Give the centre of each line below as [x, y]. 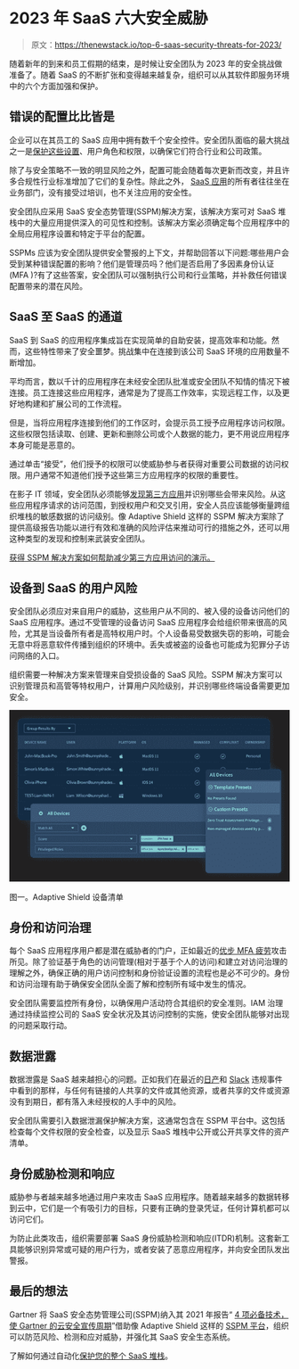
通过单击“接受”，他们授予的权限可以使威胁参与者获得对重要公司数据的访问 [145, 464]
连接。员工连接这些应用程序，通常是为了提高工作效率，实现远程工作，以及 [145, 392]
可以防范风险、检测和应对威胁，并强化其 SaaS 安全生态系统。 [122, 1336]
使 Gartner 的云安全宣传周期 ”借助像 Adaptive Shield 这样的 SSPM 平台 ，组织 [149, 1325]
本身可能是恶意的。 [44, 445]
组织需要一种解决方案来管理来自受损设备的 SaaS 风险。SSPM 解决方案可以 [146, 675]
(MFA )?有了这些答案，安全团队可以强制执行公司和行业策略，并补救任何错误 [148, 275]
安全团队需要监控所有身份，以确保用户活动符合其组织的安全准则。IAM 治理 [146, 1003]
